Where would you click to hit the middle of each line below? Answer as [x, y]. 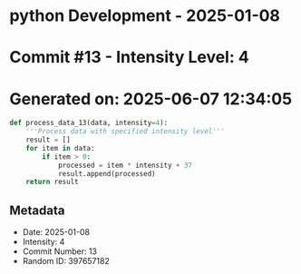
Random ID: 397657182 [66, 261]
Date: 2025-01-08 [56, 232]
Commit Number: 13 [60, 251]
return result [52, 182]
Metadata [37, 210]
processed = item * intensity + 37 [125, 165]
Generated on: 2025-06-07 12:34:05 [151, 98]
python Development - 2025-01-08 [145, 16]
